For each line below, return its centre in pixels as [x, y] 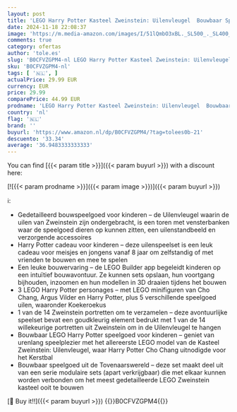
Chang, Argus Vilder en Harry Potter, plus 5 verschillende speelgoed [117, 298]
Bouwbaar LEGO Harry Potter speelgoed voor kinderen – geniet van [116, 335]
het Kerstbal [35, 358]
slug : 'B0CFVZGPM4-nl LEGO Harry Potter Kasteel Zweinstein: [99, 60]
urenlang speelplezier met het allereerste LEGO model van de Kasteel [119, 343]
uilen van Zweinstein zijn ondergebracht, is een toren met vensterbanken [123, 223]
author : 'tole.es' [34, 54]
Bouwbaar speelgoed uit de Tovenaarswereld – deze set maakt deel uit [120, 365]
